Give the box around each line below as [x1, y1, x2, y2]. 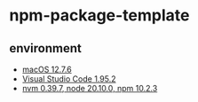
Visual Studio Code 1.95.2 [21, 74, 116, 84]
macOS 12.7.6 [21, 64, 73, 75]
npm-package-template [9, 5, 190, 26]
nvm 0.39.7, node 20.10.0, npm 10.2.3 [21, 83, 158, 93]
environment [9, 41, 82, 56]
